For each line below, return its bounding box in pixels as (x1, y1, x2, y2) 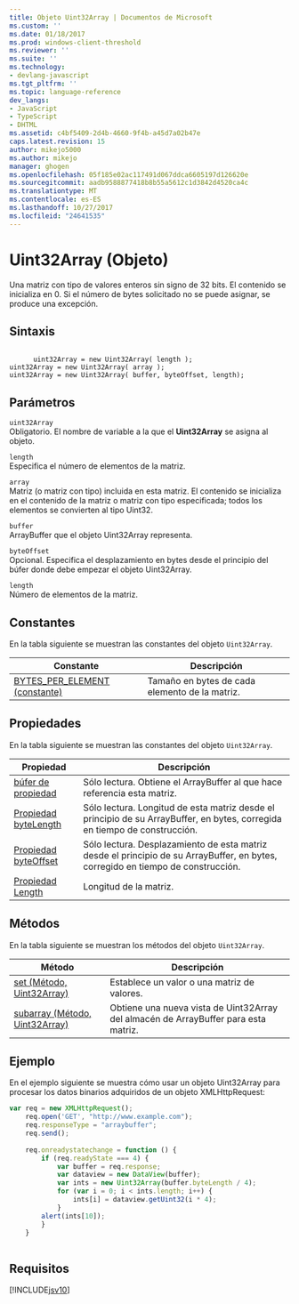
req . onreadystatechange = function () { (25, 1145, 177, 1155)
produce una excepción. (9, 298, 99, 309)
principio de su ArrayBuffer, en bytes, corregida (83, 812, 282, 825)
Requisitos (9, 1260, 69, 1276)
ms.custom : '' (9, 21, 62, 30)
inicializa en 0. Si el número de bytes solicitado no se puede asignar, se (9, 288, 271, 299)
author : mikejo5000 (9, 145, 82, 154)
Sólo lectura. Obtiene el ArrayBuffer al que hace (83, 776, 283, 788)
